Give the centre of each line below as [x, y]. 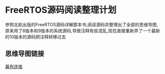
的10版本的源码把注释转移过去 [36, 37]
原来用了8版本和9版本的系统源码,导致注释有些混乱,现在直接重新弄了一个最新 [83, 30]
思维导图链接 [25, 54]
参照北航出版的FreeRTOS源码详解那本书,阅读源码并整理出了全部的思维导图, [82, 25]
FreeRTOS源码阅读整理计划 [61, 10]
